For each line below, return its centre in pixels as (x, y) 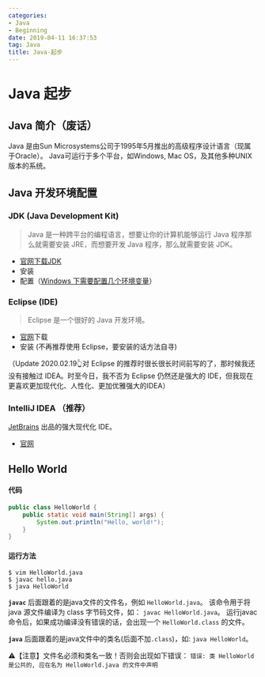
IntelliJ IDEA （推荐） (49, 408)
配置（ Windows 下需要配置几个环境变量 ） (88, 281)
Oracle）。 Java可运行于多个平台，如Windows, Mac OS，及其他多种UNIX (134, 156)
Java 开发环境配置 (53, 193)
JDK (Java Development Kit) (64, 216)
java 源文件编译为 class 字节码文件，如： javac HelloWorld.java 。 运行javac (133, 612)
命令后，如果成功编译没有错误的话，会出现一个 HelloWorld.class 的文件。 (129, 622)
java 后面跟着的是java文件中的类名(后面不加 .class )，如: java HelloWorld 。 (131, 639)
